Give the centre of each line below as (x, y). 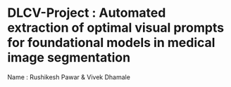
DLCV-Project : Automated (87, 13)
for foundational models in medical (111, 43)
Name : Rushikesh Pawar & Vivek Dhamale (69, 77)
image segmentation (69, 58)
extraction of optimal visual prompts (115, 28)
